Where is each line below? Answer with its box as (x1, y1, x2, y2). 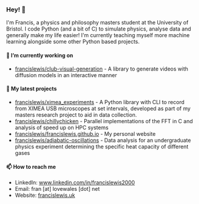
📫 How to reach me (6, 163, 56, 170)
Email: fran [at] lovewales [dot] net (14, 185, 100, 192)
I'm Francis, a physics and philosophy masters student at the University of (6, 19, 189, 26)
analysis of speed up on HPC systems (14, 124, 109, 131)
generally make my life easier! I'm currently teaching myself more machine (6, 32, 190, 39)
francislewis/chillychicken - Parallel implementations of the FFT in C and (14, 117, 193, 124)
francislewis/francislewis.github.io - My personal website (14, 130, 156, 137)
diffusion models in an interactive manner (14, 71, 118, 78)
